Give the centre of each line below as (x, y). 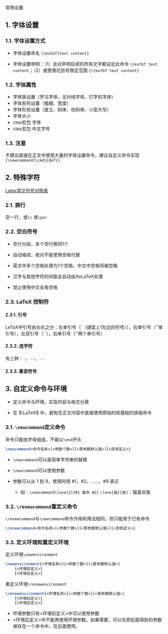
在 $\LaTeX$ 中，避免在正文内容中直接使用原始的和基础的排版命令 (82, 413)
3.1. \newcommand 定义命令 (35, 427)
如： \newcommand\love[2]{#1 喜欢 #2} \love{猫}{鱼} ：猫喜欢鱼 (85, 492)
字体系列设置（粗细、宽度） (42, 103)
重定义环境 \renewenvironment (36, 584)
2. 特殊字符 (23, 177)
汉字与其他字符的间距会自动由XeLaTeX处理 (58, 276)
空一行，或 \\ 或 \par (26, 217)
